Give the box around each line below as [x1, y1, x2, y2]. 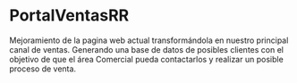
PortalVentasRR [9, 5, 130, 26]
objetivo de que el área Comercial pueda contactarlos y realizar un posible [9, 54, 284, 64]
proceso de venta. [9, 63, 77, 74]
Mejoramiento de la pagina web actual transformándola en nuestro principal [9, 35, 289, 46]
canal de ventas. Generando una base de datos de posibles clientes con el [9, 44, 284, 54]
